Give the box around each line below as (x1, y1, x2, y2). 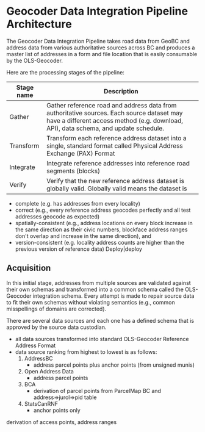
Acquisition (6, 263, 51, 273)
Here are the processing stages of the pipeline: (6, 68, 125, 76)
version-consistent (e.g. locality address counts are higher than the (15, 239, 185, 246)
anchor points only (33, 406, 81, 414)
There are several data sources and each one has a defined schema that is (6, 317, 194, 324)
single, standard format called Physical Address (46, 142, 183, 150)
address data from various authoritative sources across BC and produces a (6, 44, 195, 51)
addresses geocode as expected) (15, 212, 100, 220)
